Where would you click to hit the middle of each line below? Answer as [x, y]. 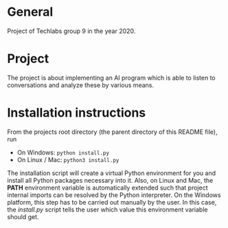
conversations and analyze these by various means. [81, 85]
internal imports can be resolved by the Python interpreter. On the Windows [114, 195]
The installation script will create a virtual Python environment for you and [112, 173]
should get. [23, 216]
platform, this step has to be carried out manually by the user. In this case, [112, 202]
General [30, 12]
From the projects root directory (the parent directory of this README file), [112, 132]
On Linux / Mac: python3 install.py [68, 159]
